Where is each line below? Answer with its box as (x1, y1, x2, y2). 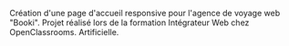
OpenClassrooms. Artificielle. (9, 27, 119, 37)
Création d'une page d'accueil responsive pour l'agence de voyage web (9, 8, 281, 18)
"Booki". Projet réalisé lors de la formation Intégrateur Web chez (9, 17, 250, 28)
